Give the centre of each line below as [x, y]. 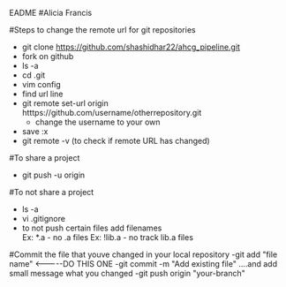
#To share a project [45, 158]
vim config [41, 84]
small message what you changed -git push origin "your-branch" [127, 273]
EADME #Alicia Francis [51, 13]
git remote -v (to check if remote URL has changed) [116, 141]
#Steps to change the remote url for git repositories [102, 30]
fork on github [48, 56]
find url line [42, 94]
